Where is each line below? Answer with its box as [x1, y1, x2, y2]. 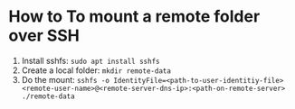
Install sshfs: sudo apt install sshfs [21, 55, 160, 66]
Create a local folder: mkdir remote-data [21, 65, 171, 76]
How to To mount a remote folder [8, 6, 261, 27]
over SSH [8, 25, 81, 46]
